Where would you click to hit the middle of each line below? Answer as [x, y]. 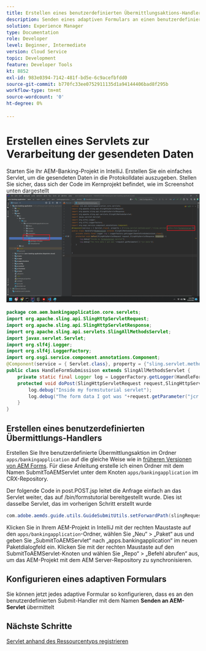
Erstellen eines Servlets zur [78, 141]
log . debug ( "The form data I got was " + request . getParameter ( [108, 396]
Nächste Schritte [39, 626]
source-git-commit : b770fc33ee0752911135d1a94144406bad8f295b [87, 84]
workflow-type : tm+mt [34, 91]
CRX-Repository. [28, 479]
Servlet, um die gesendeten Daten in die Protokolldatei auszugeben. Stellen [101, 177]
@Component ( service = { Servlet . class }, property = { [77, 364]
